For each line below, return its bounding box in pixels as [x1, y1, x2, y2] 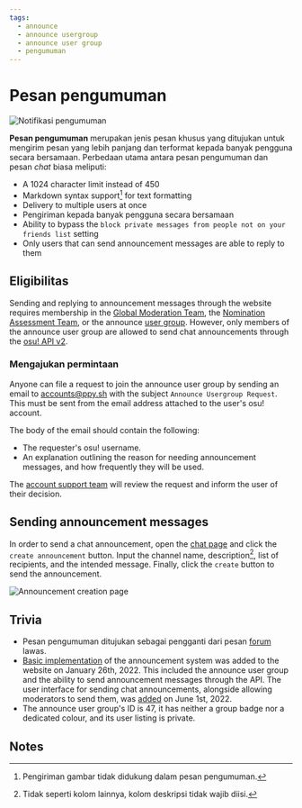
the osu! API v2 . [9, 335, 68, 347]
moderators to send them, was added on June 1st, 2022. [22, 694, 232, 704]
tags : [9, 13, 30, 23]
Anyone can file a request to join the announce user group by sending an [9, 378, 280, 389]
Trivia [9, 612, 42, 627]
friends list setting [22, 228, 99, 239]
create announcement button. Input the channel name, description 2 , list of [9, 548, 280, 560]
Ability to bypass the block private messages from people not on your [22, 218, 286, 230]
